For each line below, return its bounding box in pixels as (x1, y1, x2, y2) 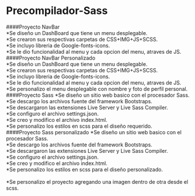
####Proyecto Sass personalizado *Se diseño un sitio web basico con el (6, 128, 182, 135)
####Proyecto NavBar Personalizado (6, 54, 96, 61)
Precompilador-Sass (6, 4, 108, 17)
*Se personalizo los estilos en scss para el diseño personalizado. (6, 166, 163, 173)
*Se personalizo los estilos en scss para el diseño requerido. (6, 123, 153, 129)
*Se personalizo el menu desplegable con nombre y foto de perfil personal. (6, 85, 188, 92)
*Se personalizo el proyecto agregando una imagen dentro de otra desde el (6, 178, 189, 185)
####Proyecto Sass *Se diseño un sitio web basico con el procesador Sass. (6, 92, 190, 99)
